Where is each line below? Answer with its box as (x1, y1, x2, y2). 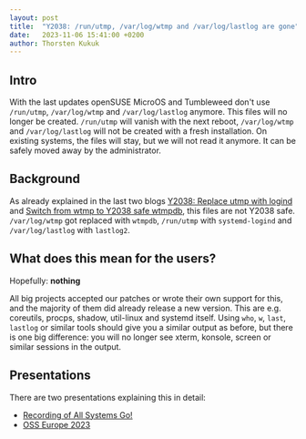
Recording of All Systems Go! (22, 409, 134, 420)
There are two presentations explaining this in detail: (9, 392, 207, 403)
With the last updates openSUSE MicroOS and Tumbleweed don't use (9, 97, 270, 107)
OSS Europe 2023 (22, 419, 91, 430)
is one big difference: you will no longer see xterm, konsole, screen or (9, 332, 271, 342)
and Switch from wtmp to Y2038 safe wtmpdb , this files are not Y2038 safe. (9, 205, 296, 216)
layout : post (9, 13, 59, 23)
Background (9, 171, 80, 187)
